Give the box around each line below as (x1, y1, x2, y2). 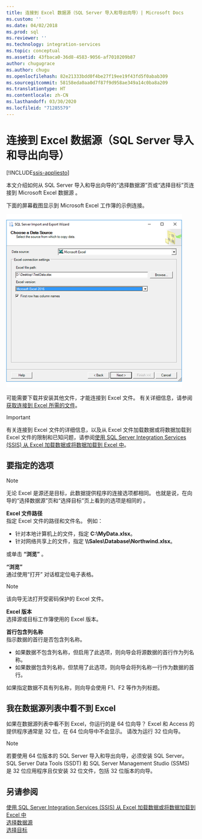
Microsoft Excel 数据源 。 (17, 189, 81, 196)
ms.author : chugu (6, 67, 50, 73)
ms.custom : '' (6, 16, 42, 22)
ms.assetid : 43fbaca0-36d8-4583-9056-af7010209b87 (6, 54, 136, 60)
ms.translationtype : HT (6, 86, 66, 92)
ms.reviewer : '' (6, 35, 47, 42)
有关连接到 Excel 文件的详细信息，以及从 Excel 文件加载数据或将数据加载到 (6, 426, 192, 433)
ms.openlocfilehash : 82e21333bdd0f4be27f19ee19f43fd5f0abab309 (6, 73, 168, 80)
